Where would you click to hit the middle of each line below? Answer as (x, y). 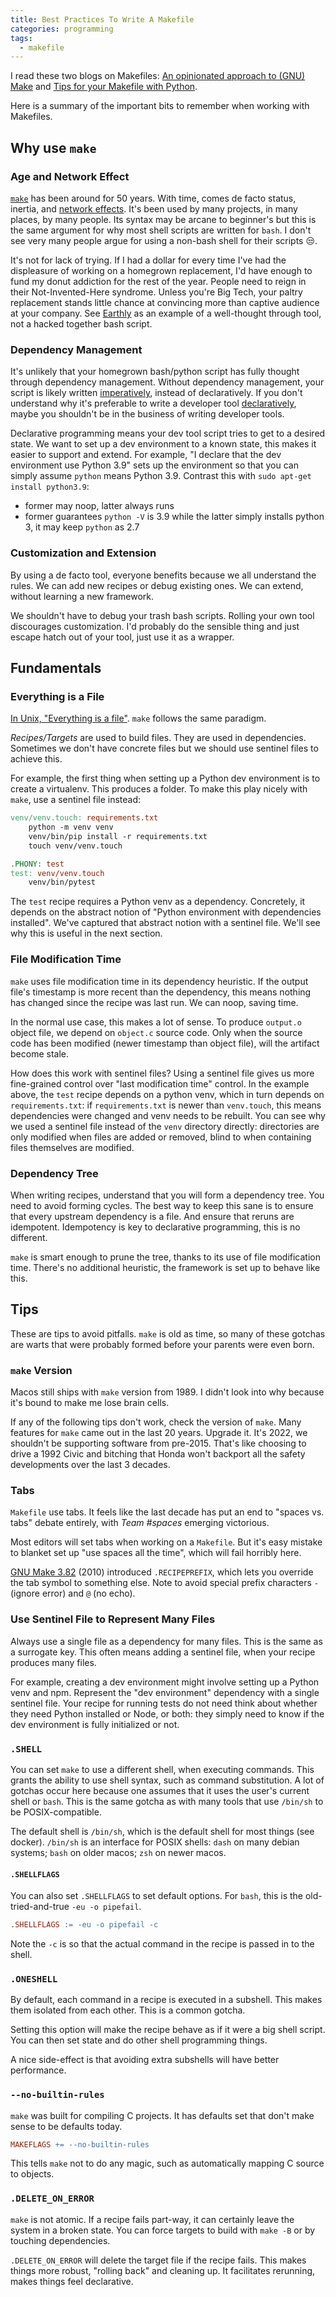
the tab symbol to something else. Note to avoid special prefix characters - (164, 1583)
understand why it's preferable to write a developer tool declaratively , (153, 403)
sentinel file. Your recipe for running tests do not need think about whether (164, 1703)
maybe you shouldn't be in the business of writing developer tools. (147, 414)
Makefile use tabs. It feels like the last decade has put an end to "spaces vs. (167, 1512)
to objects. (32, 2174)
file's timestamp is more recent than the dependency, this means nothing (161, 992)
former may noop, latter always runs (99, 506)
